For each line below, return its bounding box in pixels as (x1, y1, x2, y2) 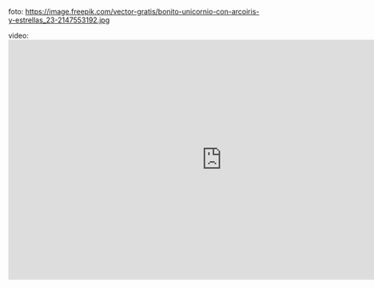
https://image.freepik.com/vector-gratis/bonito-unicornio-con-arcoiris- (25, 7, 260, 16)
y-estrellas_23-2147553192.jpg (8, 15, 110, 25)
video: (8, 31, 30, 40)
